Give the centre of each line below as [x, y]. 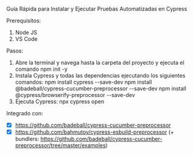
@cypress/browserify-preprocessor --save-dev [75, 95]
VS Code [26, 39]
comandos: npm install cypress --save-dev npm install [83, 82]
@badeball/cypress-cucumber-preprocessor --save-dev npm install [101, 88]
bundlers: [27, 139]
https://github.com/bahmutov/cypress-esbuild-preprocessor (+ [95, 132]
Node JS [26, 32]
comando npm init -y [41, 69]
